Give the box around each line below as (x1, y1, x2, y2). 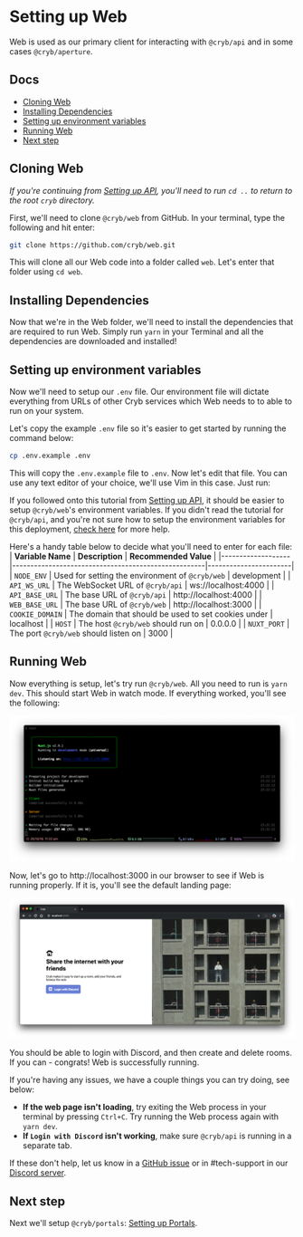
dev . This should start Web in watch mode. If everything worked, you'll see (9, 687, 287, 698)
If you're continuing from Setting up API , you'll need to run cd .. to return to (9, 185, 293, 196)
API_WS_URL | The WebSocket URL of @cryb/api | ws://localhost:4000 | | (9, 580, 275, 590)
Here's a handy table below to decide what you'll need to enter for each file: (9, 541, 292, 551)
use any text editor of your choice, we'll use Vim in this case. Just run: (9, 477, 271, 488)
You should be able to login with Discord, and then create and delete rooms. (9, 1048, 292, 1059)
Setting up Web (9, 6, 128, 27)
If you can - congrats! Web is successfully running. (9, 1057, 200, 1068)
